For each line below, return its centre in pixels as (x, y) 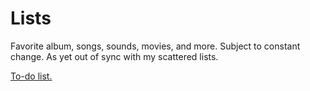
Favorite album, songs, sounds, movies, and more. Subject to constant (155, 46)
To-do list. (31, 76)
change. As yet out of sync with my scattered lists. (114, 56)
